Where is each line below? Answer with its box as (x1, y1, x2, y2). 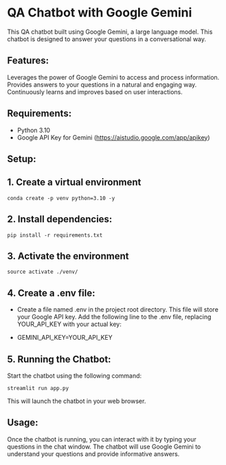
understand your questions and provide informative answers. (7, 449, 180, 458)
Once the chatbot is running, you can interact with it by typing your (7, 435, 197, 443)
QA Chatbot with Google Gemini (7, 5, 192, 21)
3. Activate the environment (7, 250, 129, 262)
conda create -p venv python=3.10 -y (7, 195, 115, 202)
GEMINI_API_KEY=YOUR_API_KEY (16, 334, 113, 342)
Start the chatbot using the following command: (7, 371, 142, 380)
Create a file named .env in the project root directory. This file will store (16, 305, 218, 314)
